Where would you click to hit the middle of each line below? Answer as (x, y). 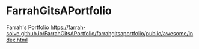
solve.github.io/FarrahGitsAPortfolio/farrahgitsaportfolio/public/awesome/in (100, 33)
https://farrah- (68, 27)
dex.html (17, 40)
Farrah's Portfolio (28, 27)
